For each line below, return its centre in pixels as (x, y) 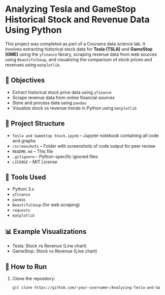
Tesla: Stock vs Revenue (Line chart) (49, 246)
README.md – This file (33, 151)
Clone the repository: (34, 278)
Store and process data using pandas (49, 103)
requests (21, 211)
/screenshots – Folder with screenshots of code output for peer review (84, 146)
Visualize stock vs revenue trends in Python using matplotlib (74, 108)
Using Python (33, 30)
